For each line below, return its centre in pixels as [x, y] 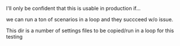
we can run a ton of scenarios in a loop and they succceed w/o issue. [90, 19]
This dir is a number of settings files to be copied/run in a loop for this [90, 30]
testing [14, 37]
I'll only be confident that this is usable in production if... [74, 8]
